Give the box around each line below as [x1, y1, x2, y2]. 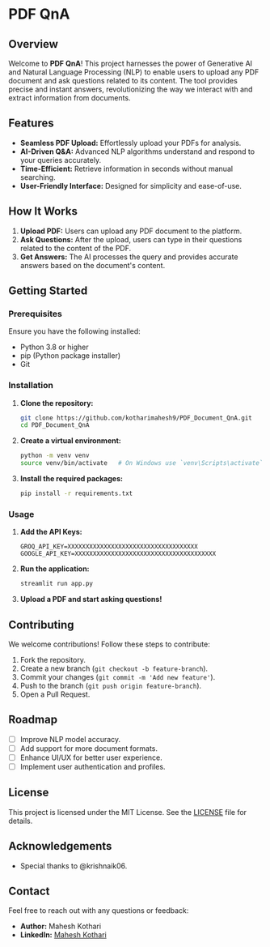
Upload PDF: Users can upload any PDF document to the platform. [19, 226, 243, 236]
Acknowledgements [8, 839, 112, 853]
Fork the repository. [19, 655, 86, 664]
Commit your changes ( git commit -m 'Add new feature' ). [19, 672, 216, 681]
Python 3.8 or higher [19, 342, 89, 352]
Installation [8, 380, 54, 391]
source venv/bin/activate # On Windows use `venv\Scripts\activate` [19, 459, 264, 467]
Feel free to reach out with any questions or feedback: [8, 906, 189, 915]
